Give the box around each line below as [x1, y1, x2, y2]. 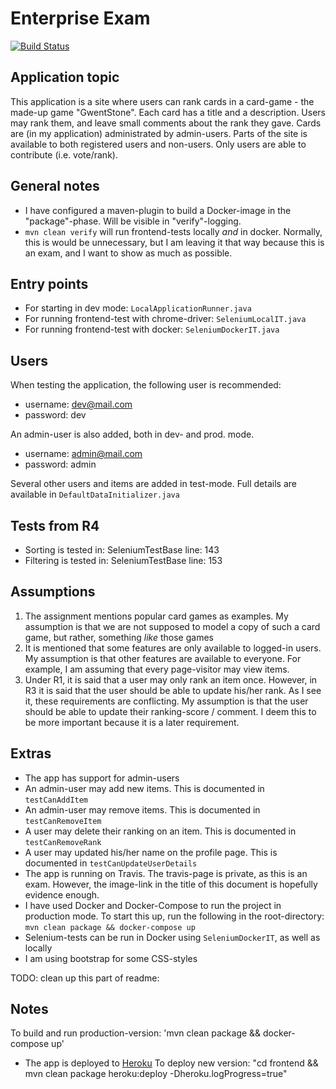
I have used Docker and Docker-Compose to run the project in [24, 899, 282, 911]
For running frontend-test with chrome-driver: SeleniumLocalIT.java [24, 313, 307, 325]
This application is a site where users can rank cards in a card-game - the [10, 95, 315, 107]
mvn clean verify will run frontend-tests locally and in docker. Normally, [24, 225, 323, 237]
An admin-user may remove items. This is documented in [24, 803, 261, 816]
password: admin [24, 458, 97, 471]
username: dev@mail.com [24, 398, 133, 411]
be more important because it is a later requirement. [24, 716, 240, 728]
